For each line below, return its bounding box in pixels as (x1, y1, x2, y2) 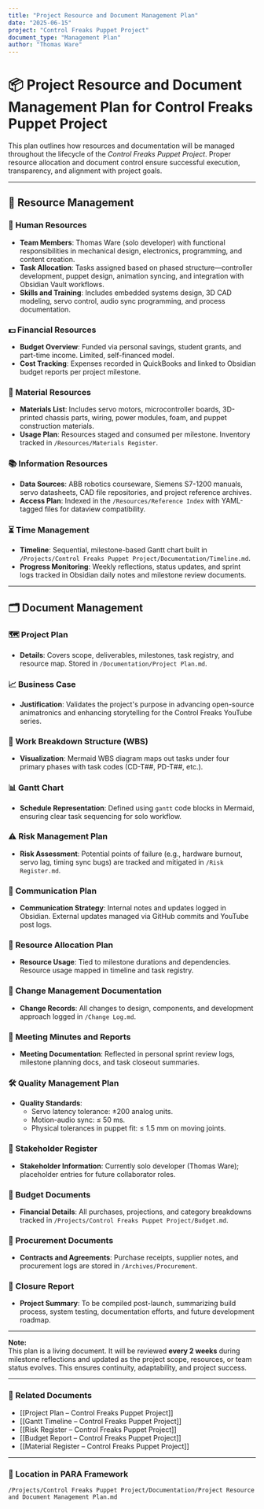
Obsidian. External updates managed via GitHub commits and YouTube (19, 912, 249, 921)
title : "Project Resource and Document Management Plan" (8, 11, 199, 20)
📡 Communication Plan (8, 885, 97, 896)
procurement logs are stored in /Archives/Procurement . (19, 1261, 198, 1271)
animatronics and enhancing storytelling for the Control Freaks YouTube (19, 707, 253, 717)
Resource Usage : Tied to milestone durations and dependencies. (19, 957, 231, 967)
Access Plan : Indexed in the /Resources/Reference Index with (19, 496, 220, 505)
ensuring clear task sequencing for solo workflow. (19, 811, 182, 821)
